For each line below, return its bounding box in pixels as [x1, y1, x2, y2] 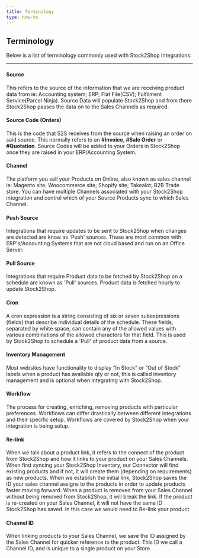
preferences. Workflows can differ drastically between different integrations [6, 409, 191, 416]
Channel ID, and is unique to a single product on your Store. [6, 545, 152, 552]
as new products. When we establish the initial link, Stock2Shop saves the [6, 474, 187, 482]
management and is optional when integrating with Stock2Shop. [6, 377, 163, 384]
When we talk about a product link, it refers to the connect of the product [6, 449, 185, 456]
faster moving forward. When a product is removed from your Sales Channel [6, 487, 192, 494]
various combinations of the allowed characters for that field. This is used [6, 331, 186, 338]
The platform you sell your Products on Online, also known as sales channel [6, 175, 191, 182]
